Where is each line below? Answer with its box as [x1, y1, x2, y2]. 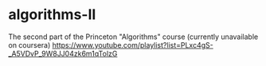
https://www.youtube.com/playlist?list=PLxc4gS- [52, 40, 213, 49]
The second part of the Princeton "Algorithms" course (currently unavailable [8, 32, 259, 41]
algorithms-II [8, 6, 96, 24]
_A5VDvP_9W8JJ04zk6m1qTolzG [8, 49, 118, 58]
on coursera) [8, 40, 51, 49]
